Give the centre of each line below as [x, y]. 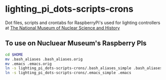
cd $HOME [14, 54]
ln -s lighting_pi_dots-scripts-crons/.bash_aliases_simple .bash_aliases [84, 68]
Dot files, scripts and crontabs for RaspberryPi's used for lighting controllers [83, 23]
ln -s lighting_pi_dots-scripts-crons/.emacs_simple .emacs [68, 73]
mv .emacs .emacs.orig [28, 64]
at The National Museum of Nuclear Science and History [62, 27]
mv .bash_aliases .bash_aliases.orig [44, 59]
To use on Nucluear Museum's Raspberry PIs [76, 43]
